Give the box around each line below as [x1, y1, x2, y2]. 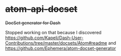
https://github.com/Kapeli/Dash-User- [5, 35, 83, 41]
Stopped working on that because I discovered [5, 29, 101, 35]
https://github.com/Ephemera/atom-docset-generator [5, 45, 116, 51]
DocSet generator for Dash [5, 20, 61, 26]
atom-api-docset [5, 3, 77, 15]
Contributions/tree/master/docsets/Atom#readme [5, 40, 107, 46]
